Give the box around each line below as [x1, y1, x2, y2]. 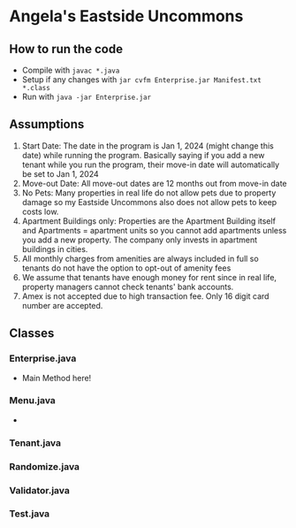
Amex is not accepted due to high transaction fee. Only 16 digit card [21, 290, 269, 302]
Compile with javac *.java [21, 65, 120, 75]
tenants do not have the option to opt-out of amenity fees [21, 263, 231, 273]
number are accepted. [21, 300, 103, 310]
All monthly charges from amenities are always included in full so [21, 253, 259, 264]
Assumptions [9, 117, 85, 132]
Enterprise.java [9, 352, 77, 364]
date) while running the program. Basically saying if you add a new [21, 149, 265, 160]
